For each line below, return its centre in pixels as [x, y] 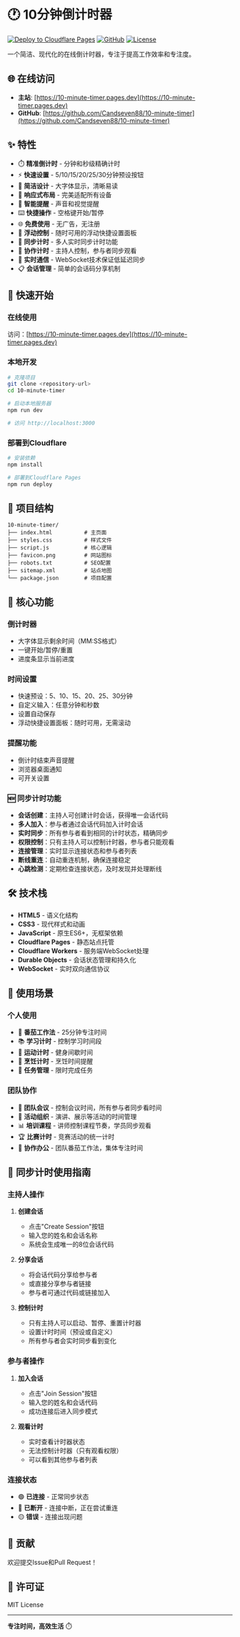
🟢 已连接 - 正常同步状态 [53, 1497]
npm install [25, 464]
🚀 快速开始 [30, 295]
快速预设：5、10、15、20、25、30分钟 [75, 696]
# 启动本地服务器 [29, 404]
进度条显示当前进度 [46, 659]
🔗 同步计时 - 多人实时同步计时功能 [68, 242]
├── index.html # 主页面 [57, 533]
